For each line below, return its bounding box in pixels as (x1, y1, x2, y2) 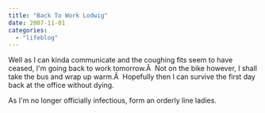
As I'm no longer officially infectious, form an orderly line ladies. (8, 96, 217, 105)
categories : (8, 26, 48, 34)
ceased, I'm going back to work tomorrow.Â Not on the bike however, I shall (8, 64, 258, 73)
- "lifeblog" (15, 33, 59, 42)
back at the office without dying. (8, 81, 114, 90)
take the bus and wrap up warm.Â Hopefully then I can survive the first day (8, 72, 255, 81)
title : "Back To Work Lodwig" (8, 11, 109, 20)
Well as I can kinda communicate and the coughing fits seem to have (8, 55, 233, 65)
